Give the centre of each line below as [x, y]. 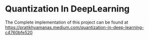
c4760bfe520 [19, 32]
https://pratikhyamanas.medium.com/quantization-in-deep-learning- [74, 27]
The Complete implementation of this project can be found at [67, 22]
